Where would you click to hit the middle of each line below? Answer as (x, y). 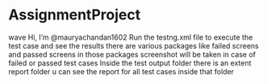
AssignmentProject (75, 15)
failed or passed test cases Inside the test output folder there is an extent (130, 63)
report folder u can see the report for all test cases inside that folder (121, 71)
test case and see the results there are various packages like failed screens (134, 45)
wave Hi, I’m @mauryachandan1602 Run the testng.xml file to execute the (131, 37)
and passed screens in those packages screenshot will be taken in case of (132, 54)
